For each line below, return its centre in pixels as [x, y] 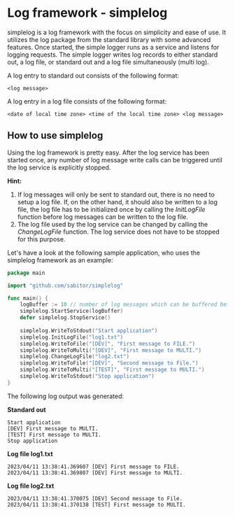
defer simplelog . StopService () [65, 318]
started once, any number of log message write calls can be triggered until [115, 160]
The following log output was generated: [66, 396]
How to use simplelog [55, 135]
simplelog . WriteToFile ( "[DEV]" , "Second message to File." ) [109, 363]
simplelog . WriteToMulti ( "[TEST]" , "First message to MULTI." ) [112, 370]
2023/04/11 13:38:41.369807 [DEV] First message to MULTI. [95, 473]
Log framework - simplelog [87, 13]
